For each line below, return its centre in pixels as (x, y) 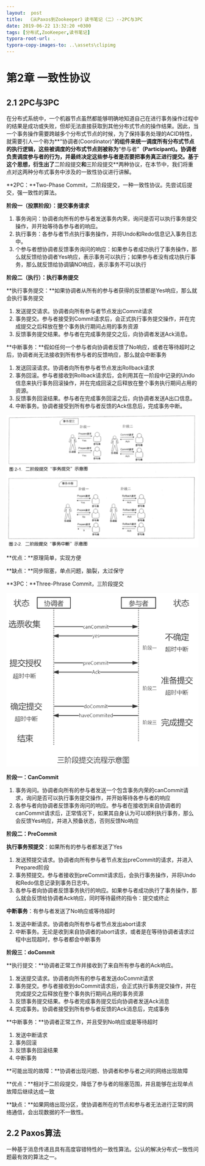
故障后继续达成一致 (31, 1091)
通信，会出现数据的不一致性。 (49, 1112)
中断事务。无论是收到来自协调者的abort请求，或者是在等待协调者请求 (102, 932)
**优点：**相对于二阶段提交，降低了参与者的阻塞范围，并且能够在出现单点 (100, 1084)
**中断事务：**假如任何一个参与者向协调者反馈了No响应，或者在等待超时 (98, 347)
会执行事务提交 (25, 298)
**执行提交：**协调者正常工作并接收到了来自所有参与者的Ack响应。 (92, 965)
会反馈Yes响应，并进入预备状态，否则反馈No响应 (77, 821)
